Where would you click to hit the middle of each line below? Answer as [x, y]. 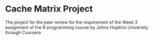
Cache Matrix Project [49, 9]
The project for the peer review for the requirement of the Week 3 [71, 22]
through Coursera [23, 32]
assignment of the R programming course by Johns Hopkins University [77, 27]
